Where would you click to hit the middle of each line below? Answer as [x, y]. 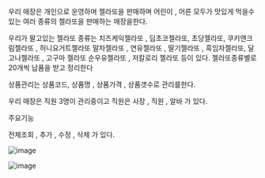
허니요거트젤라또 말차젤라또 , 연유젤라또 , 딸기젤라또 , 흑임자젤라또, [143, 48]
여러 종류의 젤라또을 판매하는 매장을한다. [85, 21]
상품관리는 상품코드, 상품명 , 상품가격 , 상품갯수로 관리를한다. [102, 84]
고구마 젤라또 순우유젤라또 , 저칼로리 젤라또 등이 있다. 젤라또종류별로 [151, 58]
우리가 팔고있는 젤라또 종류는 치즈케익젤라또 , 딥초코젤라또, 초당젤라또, [117, 38]
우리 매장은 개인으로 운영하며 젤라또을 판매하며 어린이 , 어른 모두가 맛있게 [121, 11]
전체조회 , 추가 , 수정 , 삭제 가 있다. [62, 135]
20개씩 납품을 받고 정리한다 [51, 68]
